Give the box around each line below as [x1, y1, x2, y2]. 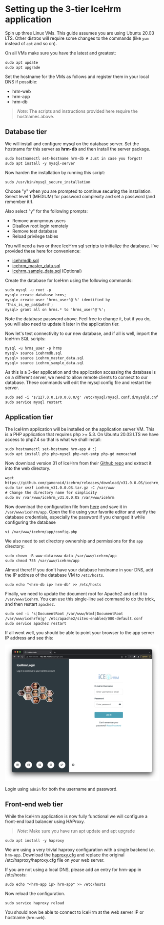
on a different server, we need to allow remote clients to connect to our [5, 374, 148, 380]
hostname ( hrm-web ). [5, 914, 46, 920]
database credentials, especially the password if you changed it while [5, 514, 145, 520]
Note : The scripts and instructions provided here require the [17, 108, 138, 114]
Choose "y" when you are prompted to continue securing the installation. [5, 188, 152, 194]
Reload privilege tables [12, 233, 59, 239]
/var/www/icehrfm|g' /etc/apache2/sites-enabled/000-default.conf [5, 616, 143, 621]
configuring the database [5, 519, 56, 525]
